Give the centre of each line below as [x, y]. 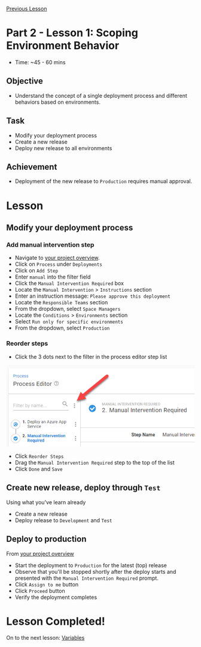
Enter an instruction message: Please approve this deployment [92, 296]
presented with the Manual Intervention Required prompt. [86, 578]
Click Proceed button [40, 591]
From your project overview [40, 553]
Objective [25, 81]
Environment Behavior [63, 46]
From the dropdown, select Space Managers [68, 309]
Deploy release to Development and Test [63, 520]
